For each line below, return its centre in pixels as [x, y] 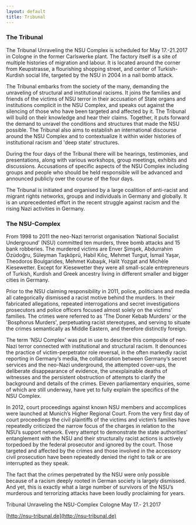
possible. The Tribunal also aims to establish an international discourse [92, 130]
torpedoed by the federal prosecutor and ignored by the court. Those [90, 445]
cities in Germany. [28, 280]
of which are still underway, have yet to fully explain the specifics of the [92, 390]
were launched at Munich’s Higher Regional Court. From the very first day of [98, 414]
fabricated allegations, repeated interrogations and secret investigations [93, 304]
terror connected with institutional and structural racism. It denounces [103, 346]
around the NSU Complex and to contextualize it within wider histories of [94, 136]
